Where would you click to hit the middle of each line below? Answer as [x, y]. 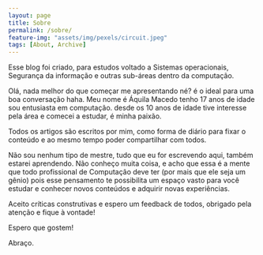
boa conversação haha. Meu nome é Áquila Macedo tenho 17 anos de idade [131, 99]
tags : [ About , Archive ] [47, 45]
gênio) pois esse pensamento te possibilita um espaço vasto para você [124, 180]
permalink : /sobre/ [40, 30]
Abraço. [21, 243]
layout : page [30, 15]
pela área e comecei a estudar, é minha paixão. [85, 116]
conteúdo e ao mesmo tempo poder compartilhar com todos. [107, 140]
